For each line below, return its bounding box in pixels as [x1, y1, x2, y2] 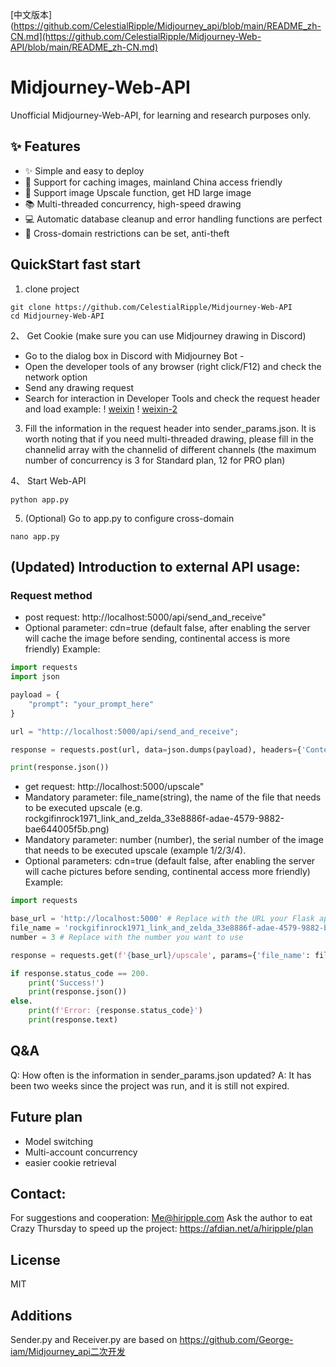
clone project [24, 283, 80, 295]
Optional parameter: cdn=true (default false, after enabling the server [24, 622, 311, 634]
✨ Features [10, 138, 81, 155]
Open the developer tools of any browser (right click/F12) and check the [24, 360, 322, 372]
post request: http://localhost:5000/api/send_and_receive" [24, 611, 267, 623]
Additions [10, 1307, 73, 1324]
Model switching [24, 1135, 94, 1147]
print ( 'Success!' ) [28, 978, 105, 988]
